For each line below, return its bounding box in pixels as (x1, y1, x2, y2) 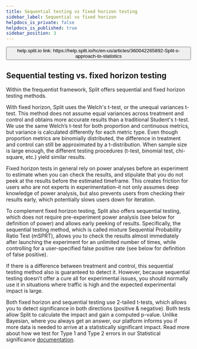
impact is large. (6, 287, 43, 294)
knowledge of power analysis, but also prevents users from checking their (6, 189, 185, 196)
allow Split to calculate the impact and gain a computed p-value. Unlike (6, 311, 178, 318)
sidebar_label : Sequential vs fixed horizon (6, 14, 117, 20)
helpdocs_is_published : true (6, 25, 77, 31)
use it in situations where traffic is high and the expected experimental (6, 281, 176, 288)
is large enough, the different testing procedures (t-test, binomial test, (6, 147, 175, 154)
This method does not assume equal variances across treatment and (18, 110, 184, 117)
